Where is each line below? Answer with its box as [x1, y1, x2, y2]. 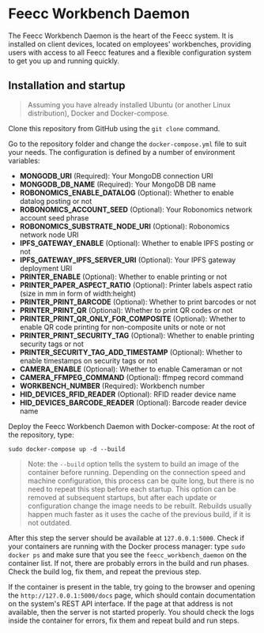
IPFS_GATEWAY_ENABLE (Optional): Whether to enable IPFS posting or [19, 238, 255, 247]
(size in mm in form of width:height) [19, 288, 137, 298]
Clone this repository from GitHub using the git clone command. [8, 123, 221, 133]
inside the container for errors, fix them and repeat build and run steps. [8, 616, 239, 625]
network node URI [19, 230, 79, 239]
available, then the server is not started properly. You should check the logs [8, 607, 255, 616]
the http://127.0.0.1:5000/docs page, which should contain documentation [8, 590, 255, 600]
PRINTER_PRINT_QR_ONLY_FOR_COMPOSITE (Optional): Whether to [19, 314, 246, 323]
